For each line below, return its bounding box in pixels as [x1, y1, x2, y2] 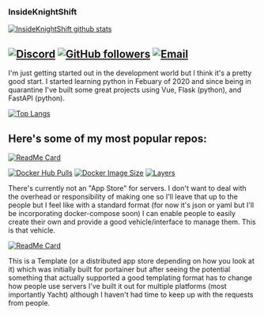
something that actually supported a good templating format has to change [8, 272, 253, 283]
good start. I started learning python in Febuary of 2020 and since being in [8, 77, 251, 86]
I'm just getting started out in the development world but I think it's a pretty [8, 68, 252, 78]
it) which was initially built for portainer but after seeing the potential [8, 264, 231, 274]
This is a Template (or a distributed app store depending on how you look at [8, 256, 255, 265]
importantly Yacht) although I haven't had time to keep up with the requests [8, 290, 254, 299]
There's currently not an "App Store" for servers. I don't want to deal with [8, 183, 247, 192]
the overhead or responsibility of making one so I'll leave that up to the [8, 192, 239, 201]
